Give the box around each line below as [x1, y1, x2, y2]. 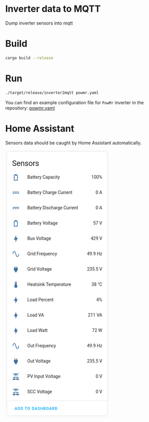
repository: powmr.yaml [5, 105, 55, 111]
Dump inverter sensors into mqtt [5, 20, 73, 26]
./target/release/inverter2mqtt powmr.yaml [5, 90, 99, 95]
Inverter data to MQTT [5, 3, 101, 15]
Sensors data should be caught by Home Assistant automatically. [5, 139, 142, 146]
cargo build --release [5, 55, 53, 60]
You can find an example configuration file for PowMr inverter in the [5, 99, 144, 105]
